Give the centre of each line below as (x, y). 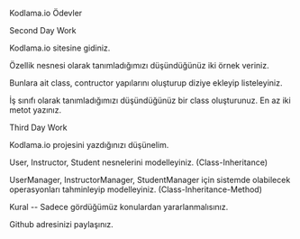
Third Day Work (38, 127)
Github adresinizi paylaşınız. (62, 224)
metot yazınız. (35, 110)
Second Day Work (43, 30)
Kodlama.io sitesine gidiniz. (60, 48)
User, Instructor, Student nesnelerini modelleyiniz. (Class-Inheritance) (139, 162)
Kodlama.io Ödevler (46, 13)
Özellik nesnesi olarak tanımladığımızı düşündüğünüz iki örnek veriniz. (139, 65)
